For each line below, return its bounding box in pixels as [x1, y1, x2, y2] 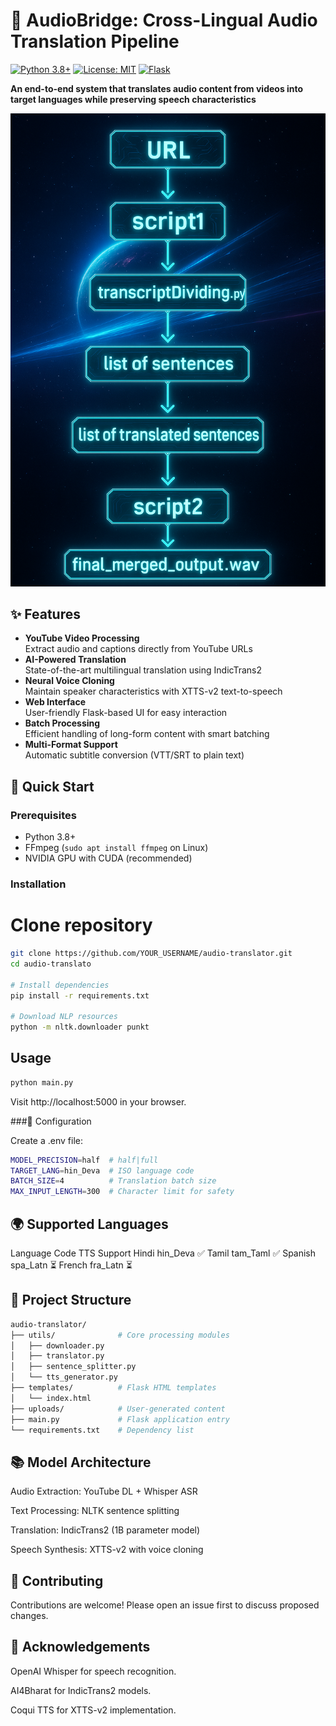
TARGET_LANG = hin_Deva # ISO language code [10, 1165, 195, 1176]
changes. [10, 1610, 49, 1622]
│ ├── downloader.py [10, 1340, 105, 1351]
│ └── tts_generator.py [10, 1372, 118, 1383]
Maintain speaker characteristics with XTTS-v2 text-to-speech [24, 685, 283, 698]
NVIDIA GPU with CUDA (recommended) [24, 852, 193, 864]
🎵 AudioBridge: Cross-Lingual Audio [10, 9, 318, 32]
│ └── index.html [10, 1393, 92, 1403]
